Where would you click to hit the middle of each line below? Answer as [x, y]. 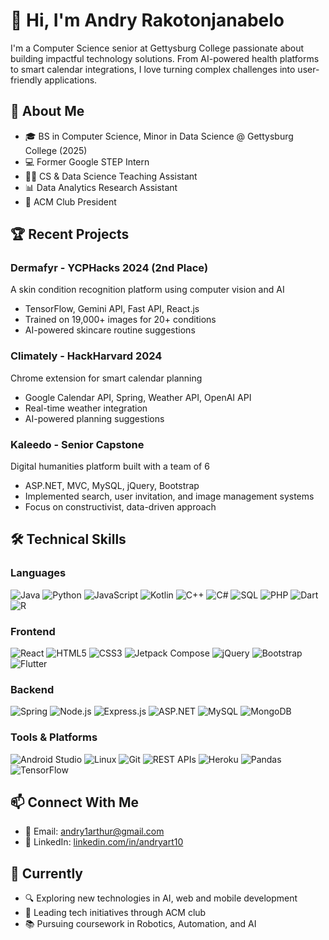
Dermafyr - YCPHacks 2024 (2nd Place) [109, 268]
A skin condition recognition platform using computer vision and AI [147, 290]
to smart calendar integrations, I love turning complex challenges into [153, 69]
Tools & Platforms [54, 737]
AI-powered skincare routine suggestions [110, 330]
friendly [26, 80]
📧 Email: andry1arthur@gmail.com [94, 831]
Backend [32, 689]
